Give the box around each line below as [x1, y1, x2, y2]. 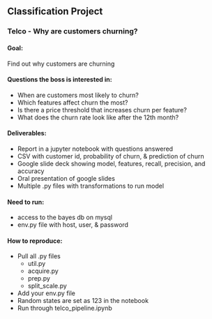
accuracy [17, 167, 45, 175]
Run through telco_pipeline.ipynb [17, 304, 113, 313]
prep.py [27, 274, 51, 283]
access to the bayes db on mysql [17, 213, 113, 222]
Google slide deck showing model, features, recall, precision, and [17, 159, 206, 168]
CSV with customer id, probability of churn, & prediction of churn [17, 151, 204, 160]
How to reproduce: [7, 237, 63, 245]
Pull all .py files [17, 252, 61, 260]
